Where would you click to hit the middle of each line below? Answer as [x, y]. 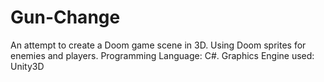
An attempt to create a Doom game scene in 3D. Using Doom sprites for [158, 45]
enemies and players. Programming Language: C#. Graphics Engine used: [162, 55]
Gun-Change [65, 17]
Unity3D [27, 66]
